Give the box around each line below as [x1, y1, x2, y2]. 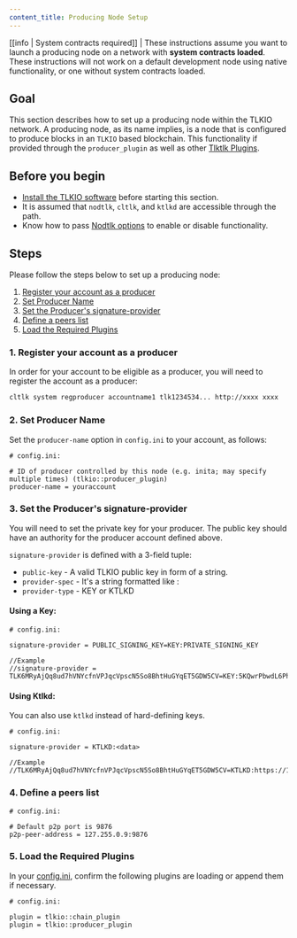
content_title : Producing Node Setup [9, 12, 148, 22]
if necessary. [9, 880, 57, 890]
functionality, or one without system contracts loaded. [9, 66, 206, 76]
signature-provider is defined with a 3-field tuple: [9, 549, 192, 560]
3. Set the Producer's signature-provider [9, 502, 187, 515]
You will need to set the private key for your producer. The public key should [9, 523, 287, 533]
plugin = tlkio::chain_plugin [9, 912, 121, 921]
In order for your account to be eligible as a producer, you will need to [9, 367, 263, 377]
